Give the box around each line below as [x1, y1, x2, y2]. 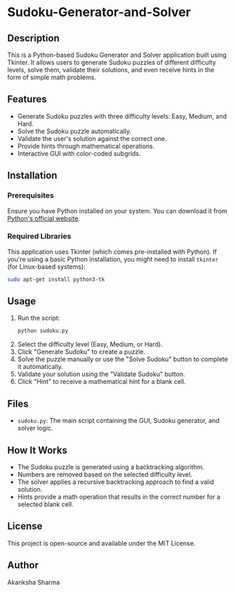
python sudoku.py [17, 328, 69, 335]
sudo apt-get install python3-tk [7, 276, 105, 283]
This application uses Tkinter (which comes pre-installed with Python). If [7, 247, 217, 256]
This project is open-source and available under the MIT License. [7, 539, 196, 547]
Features [7, 93, 47, 105]
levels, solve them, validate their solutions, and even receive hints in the [7, 66, 215, 74]
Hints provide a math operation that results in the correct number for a [17, 492, 221, 501]
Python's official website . [7, 214, 81, 222]
